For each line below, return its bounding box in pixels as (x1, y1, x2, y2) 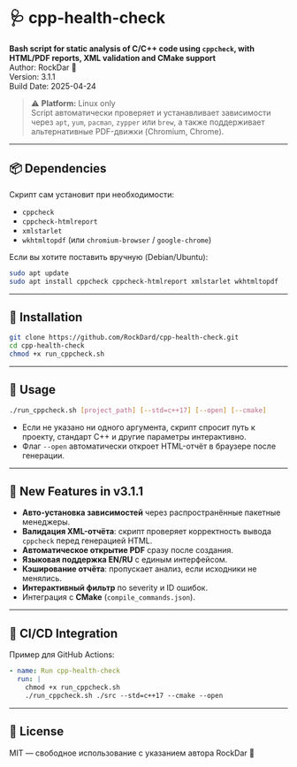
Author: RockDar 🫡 (9, 62, 77, 73)
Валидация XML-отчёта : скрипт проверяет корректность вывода (21, 526, 272, 537)
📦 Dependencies (9, 161, 107, 176)
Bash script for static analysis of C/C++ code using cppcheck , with (9, 42, 255, 54)
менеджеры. (21, 517, 71, 527)
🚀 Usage (9, 382, 56, 397)
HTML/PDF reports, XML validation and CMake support (9, 52, 217, 63)
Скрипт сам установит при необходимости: (9, 188, 175, 200)
